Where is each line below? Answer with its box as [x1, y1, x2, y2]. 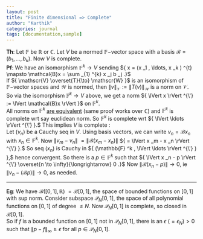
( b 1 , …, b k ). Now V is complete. [6, 55, 82, 63]
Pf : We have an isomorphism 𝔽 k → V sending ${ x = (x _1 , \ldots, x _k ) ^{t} [6, 63, 192, 71]
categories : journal [6, 25, 59, 32]
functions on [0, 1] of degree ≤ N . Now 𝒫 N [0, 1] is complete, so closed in [6, 203, 187, 211]
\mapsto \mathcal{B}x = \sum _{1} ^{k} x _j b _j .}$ [6, 70, 131, 77]
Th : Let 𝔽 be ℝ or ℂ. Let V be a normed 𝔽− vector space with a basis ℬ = [6, 48, 186, 56]
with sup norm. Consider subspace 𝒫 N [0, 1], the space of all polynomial [6, 194, 184, 203]
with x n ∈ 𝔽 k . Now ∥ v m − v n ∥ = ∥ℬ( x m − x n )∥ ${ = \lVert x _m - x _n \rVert [6, 136, 190, 145]
